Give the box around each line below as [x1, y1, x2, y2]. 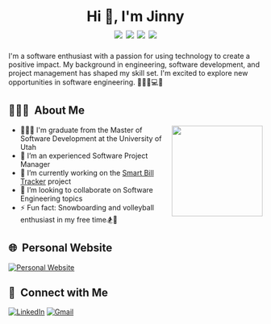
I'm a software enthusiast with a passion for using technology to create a [8, 51, 250, 60]
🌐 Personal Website [8, 241, 113, 255]
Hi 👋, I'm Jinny [86, 7, 185, 26]
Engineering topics [19, 193, 83, 203]
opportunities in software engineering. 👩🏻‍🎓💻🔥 [8, 77, 164, 87]
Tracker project [19, 177, 72, 186]
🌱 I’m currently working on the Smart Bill [19, 168, 155, 177]
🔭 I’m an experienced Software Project [19, 151, 148, 160]
